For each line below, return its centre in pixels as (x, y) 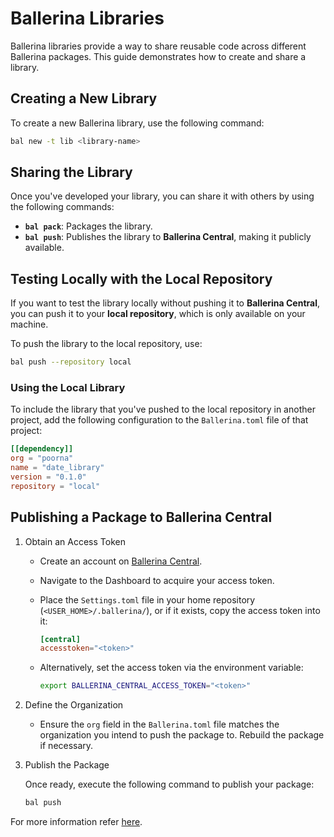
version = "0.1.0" (48, 477)
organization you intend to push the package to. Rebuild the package (182, 735)
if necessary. (66, 746)
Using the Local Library (68, 388)
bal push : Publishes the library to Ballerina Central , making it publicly (168, 237)
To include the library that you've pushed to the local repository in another (163, 409)
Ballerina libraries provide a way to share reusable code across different (158, 46)
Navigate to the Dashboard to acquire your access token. (157, 580)
